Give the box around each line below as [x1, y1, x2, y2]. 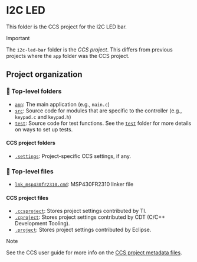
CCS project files [6, 194, 49, 201]
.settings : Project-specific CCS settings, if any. [14, 152, 132, 160]
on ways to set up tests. [14, 125, 73, 133]
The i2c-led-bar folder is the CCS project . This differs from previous [6, 46, 173, 53]
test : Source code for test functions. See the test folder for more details [14, 119, 192, 127]
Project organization [6, 69, 83, 80]
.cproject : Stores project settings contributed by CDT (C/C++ [14, 214, 166, 221]
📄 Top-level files [6, 167, 54, 175]
